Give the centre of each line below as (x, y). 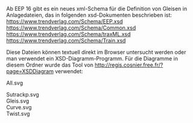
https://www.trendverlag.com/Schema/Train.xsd (66, 40)
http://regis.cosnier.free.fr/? (129, 65)
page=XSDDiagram (30, 71)
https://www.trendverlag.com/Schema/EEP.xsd (65, 21)
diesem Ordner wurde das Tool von (50, 65)
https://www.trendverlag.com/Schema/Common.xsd (71, 28)
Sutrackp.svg (23, 94)
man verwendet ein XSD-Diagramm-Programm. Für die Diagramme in (92, 58)
